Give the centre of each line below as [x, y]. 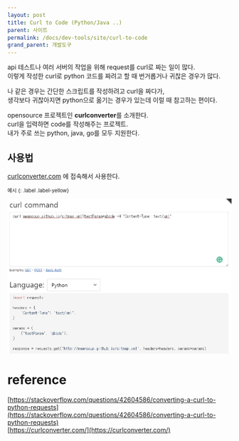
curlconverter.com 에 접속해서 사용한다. [64, 176]
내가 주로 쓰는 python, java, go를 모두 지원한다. [74, 133]
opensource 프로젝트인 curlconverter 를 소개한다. [78, 115]
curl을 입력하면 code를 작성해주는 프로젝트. [68, 124]
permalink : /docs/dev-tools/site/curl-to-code [78, 38]
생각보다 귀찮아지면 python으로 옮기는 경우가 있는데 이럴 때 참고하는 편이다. [112, 100]
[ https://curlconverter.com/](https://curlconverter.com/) [89, 430]
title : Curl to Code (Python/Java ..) [65, 22]
